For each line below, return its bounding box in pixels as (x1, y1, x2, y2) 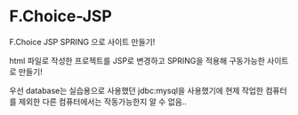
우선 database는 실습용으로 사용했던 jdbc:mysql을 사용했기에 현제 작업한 (9, 85, 264, 96)
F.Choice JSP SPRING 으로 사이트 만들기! (9, 36, 156, 47)
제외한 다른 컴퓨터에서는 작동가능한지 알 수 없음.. (18, 96, 187, 107)
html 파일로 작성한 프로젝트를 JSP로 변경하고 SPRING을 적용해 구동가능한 (9, 55, 265, 65)
